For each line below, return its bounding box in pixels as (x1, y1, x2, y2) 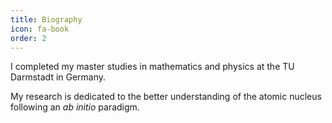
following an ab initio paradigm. (10, 101, 140, 113)
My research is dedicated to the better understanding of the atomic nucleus (10, 91, 322, 103)
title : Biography (10, 14, 83, 25)
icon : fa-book (10, 24, 70, 34)
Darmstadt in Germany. (10, 71, 107, 83)
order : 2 (10, 33, 47, 43)
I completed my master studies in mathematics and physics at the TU (10, 61, 295, 73)
